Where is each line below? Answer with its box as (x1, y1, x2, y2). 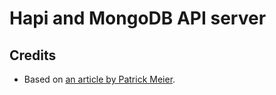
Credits (9, 47, 57, 64)
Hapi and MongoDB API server (9, 7, 267, 30)
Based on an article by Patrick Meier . (23, 73, 176, 85)
